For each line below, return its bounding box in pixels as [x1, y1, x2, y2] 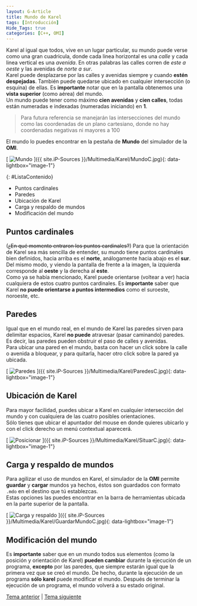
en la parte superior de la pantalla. [6, 500, 89, 507]
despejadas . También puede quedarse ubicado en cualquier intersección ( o [6, 78, 191, 85]
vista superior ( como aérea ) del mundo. [6, 91, 104, 98]
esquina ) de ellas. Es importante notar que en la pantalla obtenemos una [6, 84, 183, 91]
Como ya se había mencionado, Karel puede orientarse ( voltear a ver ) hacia [6, 273, 189, 280]
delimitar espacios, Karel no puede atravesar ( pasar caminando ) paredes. [6, 331, 185, 338]
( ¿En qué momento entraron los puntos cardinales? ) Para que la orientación [6, 242, 189, 249]
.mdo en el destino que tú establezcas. [6, 488, 98, 495]
